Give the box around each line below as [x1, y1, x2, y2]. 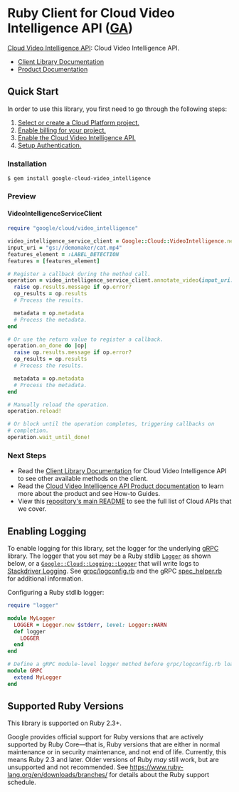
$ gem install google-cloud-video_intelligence [7, 175, 152, 182]
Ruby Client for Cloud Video [7, 5, 176, 21]
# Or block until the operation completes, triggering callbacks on [7, 421, 215, 428]
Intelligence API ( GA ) [7, 20, 134, 36]
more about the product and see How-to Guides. [17, 490, 161, 498]
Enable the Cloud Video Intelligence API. [17, 133, 137, 142]
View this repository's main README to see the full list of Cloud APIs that [17, 497, 232, 506]
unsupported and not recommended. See [7, 763, 129, 771]
